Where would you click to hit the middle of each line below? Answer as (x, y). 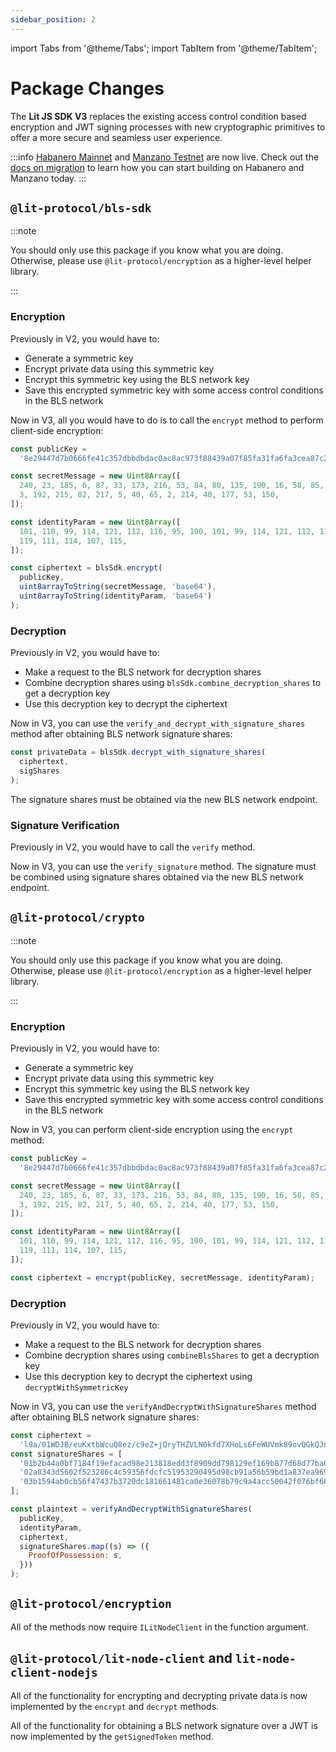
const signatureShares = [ (66, 1454)
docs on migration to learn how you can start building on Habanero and (157, 167)
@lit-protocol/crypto (77, 918)
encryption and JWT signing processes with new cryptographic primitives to (168, 127)
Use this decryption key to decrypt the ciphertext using (138, 1376)
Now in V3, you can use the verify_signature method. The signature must (163, 866)
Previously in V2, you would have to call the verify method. (133, 847)
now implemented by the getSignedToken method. (112, 1736)
